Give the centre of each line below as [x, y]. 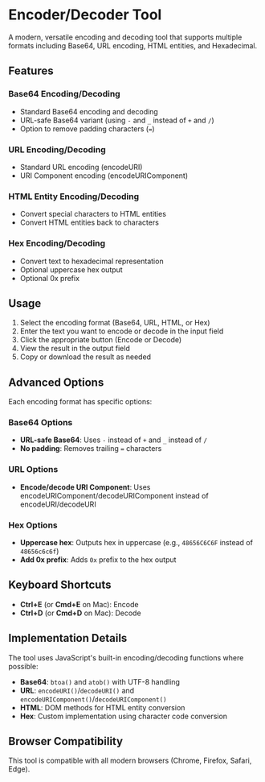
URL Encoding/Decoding [57, 149]
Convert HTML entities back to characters [89, 222]
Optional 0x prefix [50, 278]
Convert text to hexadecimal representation [92, 261]
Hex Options [33, 525]
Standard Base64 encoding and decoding [89, 111]
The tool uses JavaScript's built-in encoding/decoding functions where [126, 657]
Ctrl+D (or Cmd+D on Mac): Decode [81, 613]
